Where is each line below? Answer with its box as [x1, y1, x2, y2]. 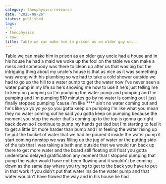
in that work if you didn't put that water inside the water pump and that [5, 168, 150, 174]
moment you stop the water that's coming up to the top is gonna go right [5, 115, 154, 121]
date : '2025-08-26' [5, 12, 46, 17]
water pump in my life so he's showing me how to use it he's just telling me [5, 84, 158, 90]
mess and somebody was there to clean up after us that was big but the [5, 63, 152, 69]
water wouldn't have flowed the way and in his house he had [5, 173, 129, 179]
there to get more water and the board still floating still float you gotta [5, 147, 147, 153]
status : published [5, 16, 43, 21]
